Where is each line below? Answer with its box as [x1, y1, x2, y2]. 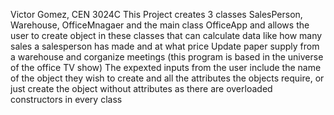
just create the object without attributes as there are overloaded [10, 83, 273, 94]
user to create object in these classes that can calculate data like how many [10, 30, 323, 41]
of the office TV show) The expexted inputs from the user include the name [10, 62, 322, 73]
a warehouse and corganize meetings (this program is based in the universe [10, 51, 324, 63]
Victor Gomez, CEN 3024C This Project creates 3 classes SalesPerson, [10, 9, 303, 20]
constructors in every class [10, 94, 123, 105]
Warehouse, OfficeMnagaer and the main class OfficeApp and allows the [10, 19, 310, 31]
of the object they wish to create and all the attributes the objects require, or [10, 72, 325, 84]
